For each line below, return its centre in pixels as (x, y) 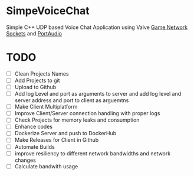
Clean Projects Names (42, 74)
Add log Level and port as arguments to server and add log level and (98, 94)
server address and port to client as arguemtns (72, 100)
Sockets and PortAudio (34, 33)
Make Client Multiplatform (46, 107)
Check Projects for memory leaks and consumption (77, 120)
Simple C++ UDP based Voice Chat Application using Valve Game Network (97, 27)
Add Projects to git (37, 80)
